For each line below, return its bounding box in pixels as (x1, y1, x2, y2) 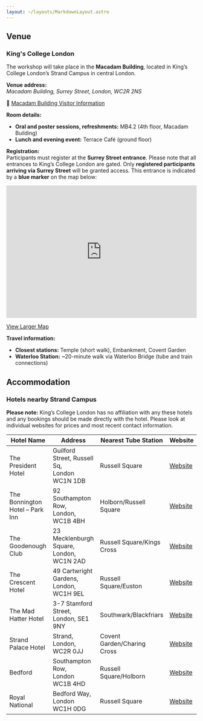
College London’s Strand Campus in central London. (6, 70, 136, 77)
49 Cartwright (52, 567, 93, 575)
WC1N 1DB (52, 477, 86, 485)
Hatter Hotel (9, 614, 44, 623)
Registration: (6, 148, 40, 155)
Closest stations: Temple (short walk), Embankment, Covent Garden (14, 347, 186, 354)
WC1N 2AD (52, 557, 86, 565)
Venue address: (6, 81, 47, 88)
